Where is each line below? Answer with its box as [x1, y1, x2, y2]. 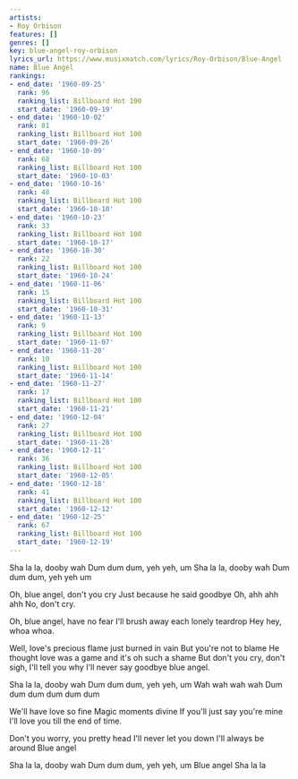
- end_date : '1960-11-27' [9, 380, 106, 389]
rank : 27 [17, 421, 50, 430]
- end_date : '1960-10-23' [9, 212, 106, 222]
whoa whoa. [9, 625, 55, 636]
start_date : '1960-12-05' [17, 471, 115, 480]
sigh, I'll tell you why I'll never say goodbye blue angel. [9, 662, 210, 672]
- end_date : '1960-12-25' [9, 512, 106, 522]
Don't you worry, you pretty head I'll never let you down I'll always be [9, 732, 265, 743]
